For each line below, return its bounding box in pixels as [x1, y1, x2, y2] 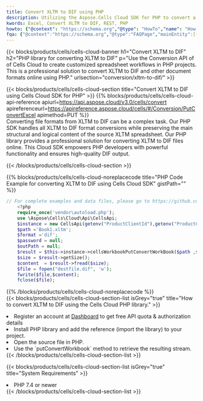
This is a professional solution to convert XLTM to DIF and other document [6, 67, 192, 75]
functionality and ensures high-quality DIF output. [6, 150, 130, 158]
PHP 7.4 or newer [14, 382, 57, 389]
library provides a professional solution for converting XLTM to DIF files [6, 137, 184, 144]
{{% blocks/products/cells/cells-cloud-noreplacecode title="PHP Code [6, 174, 183, 181]
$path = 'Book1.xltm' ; [17, 226, 71, 232]
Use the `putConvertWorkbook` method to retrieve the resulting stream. [14, 345, 192, 352]
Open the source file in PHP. [14, 339, 85, 346]
